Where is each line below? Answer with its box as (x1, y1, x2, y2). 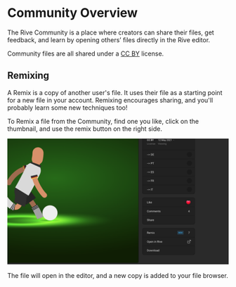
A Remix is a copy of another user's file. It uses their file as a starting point (7, 88, 223, 96)
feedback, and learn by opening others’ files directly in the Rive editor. (7, 35, 211, 44)
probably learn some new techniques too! (7, 103, 128, 112)
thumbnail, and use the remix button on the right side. (7, 125, 163, 133)
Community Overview (7, 5, 138, 21)
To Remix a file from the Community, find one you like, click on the (7, 117, 199, 125)
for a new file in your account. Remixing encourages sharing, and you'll (7, 96, 214, 104)
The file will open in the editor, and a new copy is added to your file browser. (7, 272, 228, 280)
